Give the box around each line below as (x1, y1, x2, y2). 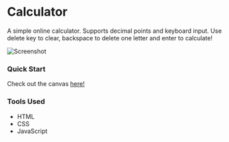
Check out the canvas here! (7, 80, 85, 88)
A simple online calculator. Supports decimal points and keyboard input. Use (7, 27, 222, 35)
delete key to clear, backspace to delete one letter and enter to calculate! (7, 33, 213, 42)
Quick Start (7, 64, 46, 74)
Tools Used (7, 97, 46, 106)
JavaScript (16, 127, 48, 135)
